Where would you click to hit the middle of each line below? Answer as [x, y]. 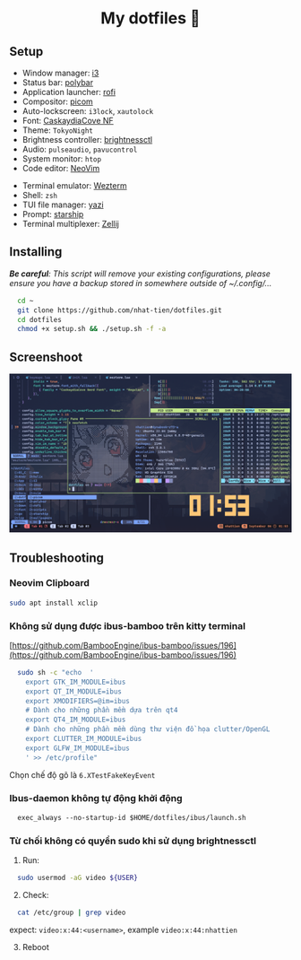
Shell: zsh [40, 195]
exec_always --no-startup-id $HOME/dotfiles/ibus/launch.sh [132, 818]
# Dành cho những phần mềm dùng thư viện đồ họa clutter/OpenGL [148, 729]
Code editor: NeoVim [61, 168]
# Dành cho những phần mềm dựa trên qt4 [102, 711]
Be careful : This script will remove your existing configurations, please [140, 274]
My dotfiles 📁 [150, 18]
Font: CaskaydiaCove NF [68, 121]
